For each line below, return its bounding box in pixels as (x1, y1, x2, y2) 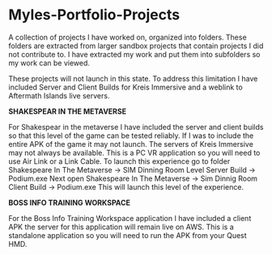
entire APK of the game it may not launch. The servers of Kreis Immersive (8, 139, 253, 148)
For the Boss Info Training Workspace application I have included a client (8, 213, 252, 223)
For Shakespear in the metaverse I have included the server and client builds (8, 122, 264, 132)
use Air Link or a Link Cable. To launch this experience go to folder (8, 156, 231, 166)
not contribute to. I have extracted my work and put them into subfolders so (8, 49, 261, 59)
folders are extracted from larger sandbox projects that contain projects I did (8, 40, 264, 50)
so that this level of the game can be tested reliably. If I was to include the (8, 131, 254, 140)
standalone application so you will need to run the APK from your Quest (8, 230, 247, 240)
